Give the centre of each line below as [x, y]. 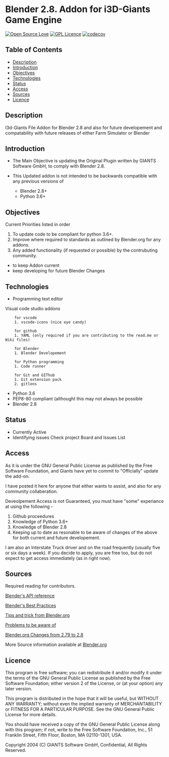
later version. [19, 689]
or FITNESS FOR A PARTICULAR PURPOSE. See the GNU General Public [80, 709]
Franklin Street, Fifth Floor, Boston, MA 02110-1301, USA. [64, 735]
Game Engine [33, 20]
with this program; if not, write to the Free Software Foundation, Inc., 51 [79, 730]
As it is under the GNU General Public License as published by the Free [79, 465]
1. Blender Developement [40, 353]
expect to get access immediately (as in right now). [58, 558]
